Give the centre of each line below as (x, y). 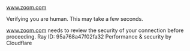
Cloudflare (19, 43)
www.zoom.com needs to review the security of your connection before (95, 30)
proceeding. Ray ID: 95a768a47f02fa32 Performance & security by (89, 36)
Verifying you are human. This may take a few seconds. (75, 19)
